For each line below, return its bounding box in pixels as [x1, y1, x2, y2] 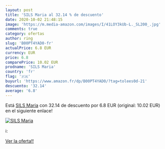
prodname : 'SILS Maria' [5, 64, 56, 69]
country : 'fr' [5, 69, 36, 74]
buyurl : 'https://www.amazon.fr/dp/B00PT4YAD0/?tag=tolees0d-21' [5, 79, 147, 84]
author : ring [5, 36, 33, 41]
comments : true [5, 27, 38, 32]
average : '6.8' [5, 88, 38, 93]
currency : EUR [5, 50, 36, 55]
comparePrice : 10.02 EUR [5, 60, 58, 65]
